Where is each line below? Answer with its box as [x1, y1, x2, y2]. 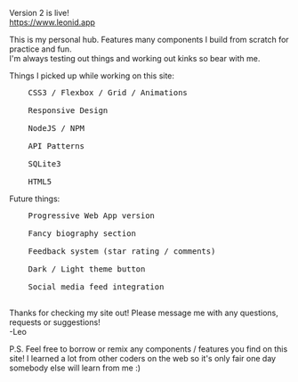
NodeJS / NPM [28, 124, 85, 133]
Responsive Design [28, 106, 109, 115]
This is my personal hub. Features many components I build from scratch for [9, 35, 289, 45]
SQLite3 [28, 159, 61, 168]
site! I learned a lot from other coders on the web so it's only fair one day [9, 354, 277, 363]
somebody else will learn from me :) [9, 362, 141, 373]
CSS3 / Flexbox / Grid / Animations [28, 88, 189, 97]
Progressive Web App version [28, 211, 156, 221]
